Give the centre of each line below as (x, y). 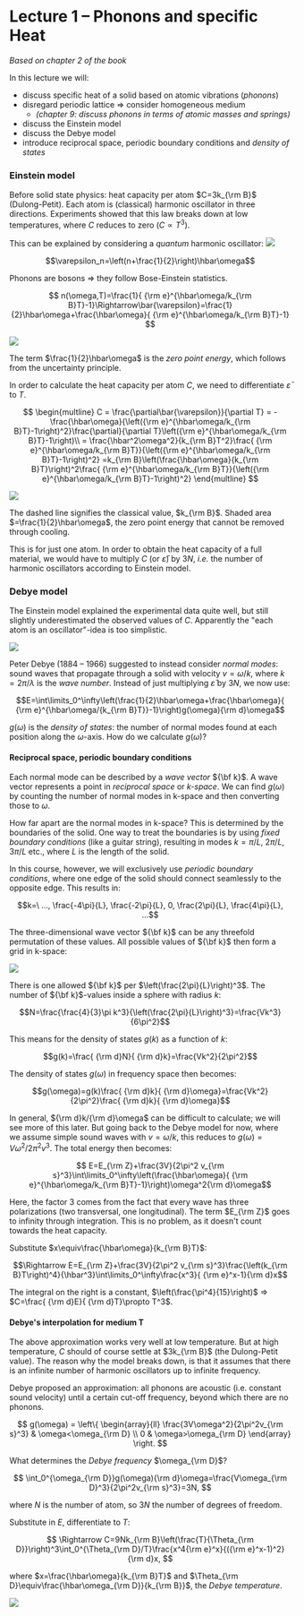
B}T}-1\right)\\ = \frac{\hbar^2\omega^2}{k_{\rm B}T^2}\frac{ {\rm (150, 440)
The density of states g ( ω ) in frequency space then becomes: (123, 1074)
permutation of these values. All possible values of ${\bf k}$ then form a (143, 941)
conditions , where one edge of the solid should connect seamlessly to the (145, 879)
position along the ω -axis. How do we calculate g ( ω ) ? (108, 737)
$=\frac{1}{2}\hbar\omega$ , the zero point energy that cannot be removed (147, 522)
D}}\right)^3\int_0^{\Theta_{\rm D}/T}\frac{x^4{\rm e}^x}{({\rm (131, 1549)
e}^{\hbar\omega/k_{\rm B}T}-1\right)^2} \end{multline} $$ (150, 478)
